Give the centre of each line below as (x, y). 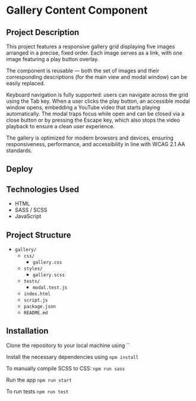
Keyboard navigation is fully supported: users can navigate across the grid (97, 95)
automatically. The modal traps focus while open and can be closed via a (95, 114)
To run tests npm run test (37, 391)
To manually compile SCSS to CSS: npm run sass (66, 368)
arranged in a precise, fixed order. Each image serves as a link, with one (94, 53)
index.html (37, 294)
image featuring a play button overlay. (53, 59)
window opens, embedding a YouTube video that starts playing (83, 107)
